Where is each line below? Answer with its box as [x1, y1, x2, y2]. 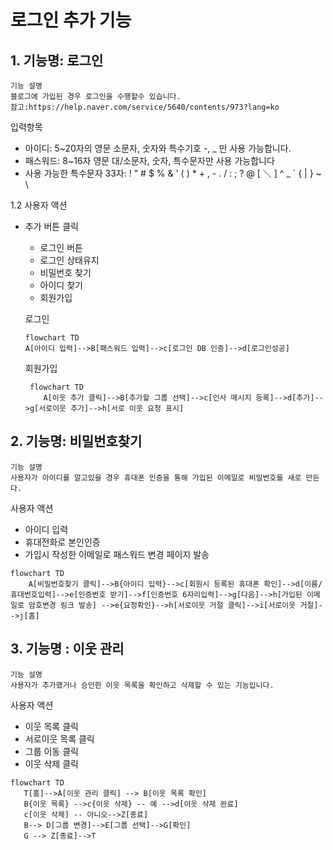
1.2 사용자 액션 [10, 199, 68, 211]
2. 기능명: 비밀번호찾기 [10, 433, 143, 450]
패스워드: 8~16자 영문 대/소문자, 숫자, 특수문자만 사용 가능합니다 [24, 155, 275, 166]
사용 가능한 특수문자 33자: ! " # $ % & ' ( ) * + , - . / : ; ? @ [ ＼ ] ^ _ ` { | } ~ [24, 167, 322, 179]
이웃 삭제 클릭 [24, 757, 79, 770]
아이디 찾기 [39, 279, 83, 291]
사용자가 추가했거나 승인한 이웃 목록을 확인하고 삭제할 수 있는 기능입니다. [10, 680, 275, 690]
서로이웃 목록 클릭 [24, 732, 95, 745]
